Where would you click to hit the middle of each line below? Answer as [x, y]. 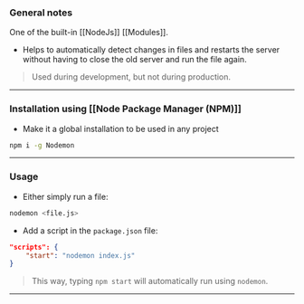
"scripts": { [34, 247]
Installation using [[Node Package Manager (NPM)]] [125, 109]
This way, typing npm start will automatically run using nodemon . [150, 281]
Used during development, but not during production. [131, 77]
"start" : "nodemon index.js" [81, 255]
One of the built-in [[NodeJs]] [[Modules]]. [89, 33]
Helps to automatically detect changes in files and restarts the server [151, 50]
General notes [41, 13]
